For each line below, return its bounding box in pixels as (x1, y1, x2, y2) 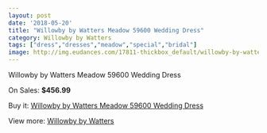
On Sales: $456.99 (8, 85, 72, 95)
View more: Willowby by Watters (8, 116, 114, 125)
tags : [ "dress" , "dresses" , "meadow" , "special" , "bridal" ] (8, 41, 197, 49)
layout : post (8, 11, 52, 20)
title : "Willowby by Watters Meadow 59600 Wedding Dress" (8, 26, 204, 34)
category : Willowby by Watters (8, 33, 112, 42)
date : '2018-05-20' (8, 19, 73, 27)
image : (8, 48, 30, 56)
